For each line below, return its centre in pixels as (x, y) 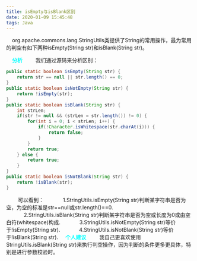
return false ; (66, 133)
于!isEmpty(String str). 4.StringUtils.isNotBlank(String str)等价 (90, 229)
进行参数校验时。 (37, 252)
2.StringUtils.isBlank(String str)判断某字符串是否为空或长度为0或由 (104, 215)
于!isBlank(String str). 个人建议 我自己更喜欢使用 (74, 237)
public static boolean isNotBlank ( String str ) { (67, 177)
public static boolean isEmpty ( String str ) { (63, 72)
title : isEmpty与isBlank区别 (41, 12)
